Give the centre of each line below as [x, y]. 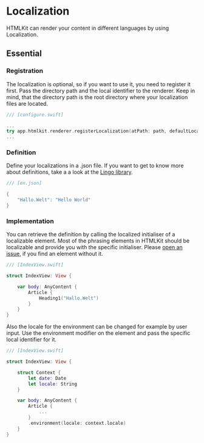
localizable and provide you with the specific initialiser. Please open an [95, 247]
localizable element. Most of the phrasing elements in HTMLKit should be [98, 241]
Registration [25, 71]
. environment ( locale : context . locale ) [77, 423]
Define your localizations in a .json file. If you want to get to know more [95, 166]
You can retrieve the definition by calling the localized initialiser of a [91, 235]
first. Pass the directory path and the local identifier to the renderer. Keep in [101, 91]
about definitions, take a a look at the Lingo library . [70, 172]
